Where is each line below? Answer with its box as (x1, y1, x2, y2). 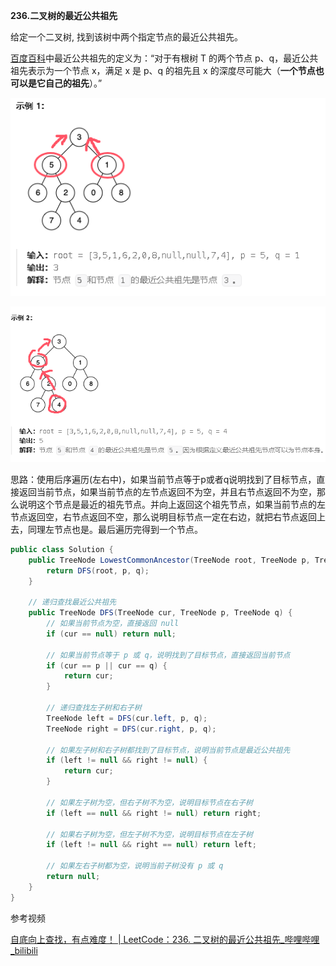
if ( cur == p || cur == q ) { (46, 660, 168, 671)
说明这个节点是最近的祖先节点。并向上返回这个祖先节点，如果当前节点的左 (18, 498, 326, 510)
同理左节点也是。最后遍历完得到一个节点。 (27, 523, 203, 535)
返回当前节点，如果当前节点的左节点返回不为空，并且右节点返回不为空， (18, 485, 317, 498)
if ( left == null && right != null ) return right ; (46, 808, 262, 818)
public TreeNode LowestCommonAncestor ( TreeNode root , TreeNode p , (28, 555, 311, 565)
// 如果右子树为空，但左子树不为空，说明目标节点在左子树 (46, 829, 253, 839)
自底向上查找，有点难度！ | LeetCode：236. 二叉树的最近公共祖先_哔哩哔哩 (10, 933, 320, 945)
